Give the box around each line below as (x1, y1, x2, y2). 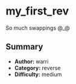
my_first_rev (5, 4, 69, 18)
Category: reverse (14, 64, 61, 71)
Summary (5, 42, 43, 52)
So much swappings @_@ (5, 24, 70, 31)
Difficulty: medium (14, 71, 62, 78)
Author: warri (14, 57, 49, 65)
